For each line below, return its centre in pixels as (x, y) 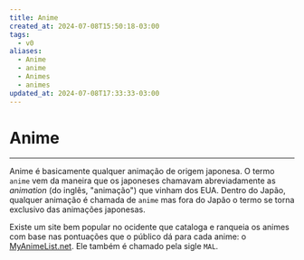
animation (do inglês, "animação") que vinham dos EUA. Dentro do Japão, (148, 190)
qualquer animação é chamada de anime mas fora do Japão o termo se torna (152, 200)
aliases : (26, 51)
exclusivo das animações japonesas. (78, 209)
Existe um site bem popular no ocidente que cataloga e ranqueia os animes (149, 227)
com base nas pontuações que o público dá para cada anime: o (128, 237)
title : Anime (34, 18)
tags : (19, 34)
